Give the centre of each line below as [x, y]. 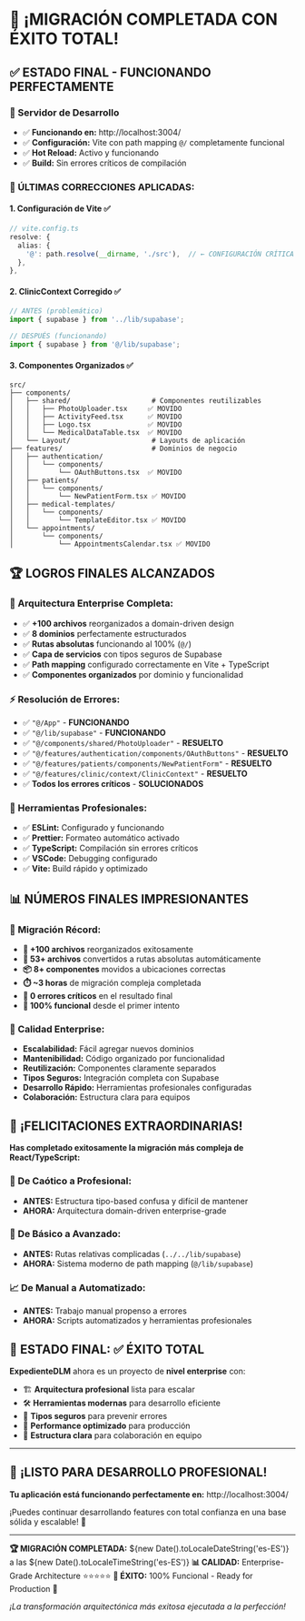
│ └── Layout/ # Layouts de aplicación [128, 441]
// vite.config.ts [44, 228]
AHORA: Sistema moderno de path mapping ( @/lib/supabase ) [138, 1264]
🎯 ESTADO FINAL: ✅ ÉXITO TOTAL [107, 1349]
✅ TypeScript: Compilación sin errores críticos [110, 848]
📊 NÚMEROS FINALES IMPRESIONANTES [129, 899]
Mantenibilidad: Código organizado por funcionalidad [123, 1059]
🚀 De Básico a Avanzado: [65, 1234]
